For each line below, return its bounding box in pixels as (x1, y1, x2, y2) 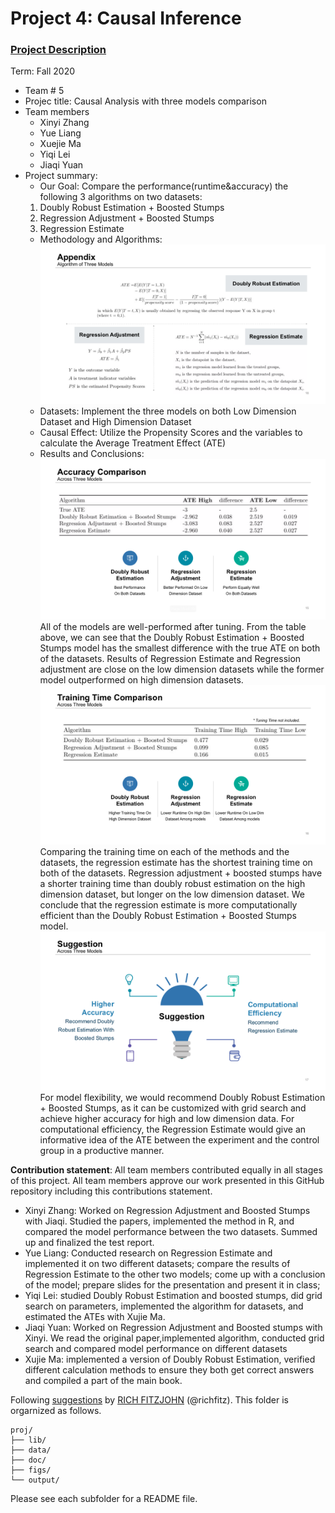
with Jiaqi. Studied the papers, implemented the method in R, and (24, 1215, 295, 1227)
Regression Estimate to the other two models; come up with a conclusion (24, 1268, 326, 1281)
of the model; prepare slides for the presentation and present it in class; (24, 1279, 321, 1291)
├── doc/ (10, 1455, 47, 1466)
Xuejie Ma (39, 138, 82, 150)
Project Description (10, 43, 107, 57)
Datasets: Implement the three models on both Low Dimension (39, 405, 297, 417)
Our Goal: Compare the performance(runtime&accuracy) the (39, 180, 289, 192)
